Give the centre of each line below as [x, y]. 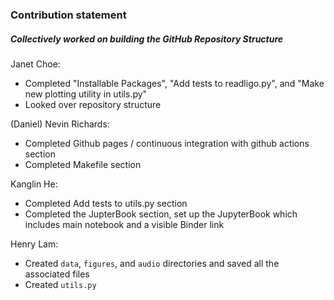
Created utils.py [60, 284]
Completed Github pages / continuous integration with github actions [167, 143]
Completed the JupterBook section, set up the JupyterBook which [161, 214]
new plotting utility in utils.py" [86, 94]
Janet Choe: [35, 64]
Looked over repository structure [93, 104]
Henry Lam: [34, 244]
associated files [57, 274]
